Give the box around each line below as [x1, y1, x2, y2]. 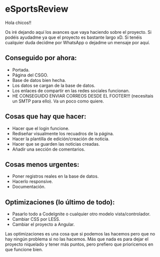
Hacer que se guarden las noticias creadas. [12, 141, 100, 147]
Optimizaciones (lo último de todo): [5, 198, 115, 206]
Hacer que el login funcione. [12, 125, 69, 131]
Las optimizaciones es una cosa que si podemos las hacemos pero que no [5, 231, 156, 237]
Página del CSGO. [12, 72, 48, 78]
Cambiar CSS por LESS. [12, 216, 60, 222]
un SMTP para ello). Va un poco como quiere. [12, 98, 104, 104]
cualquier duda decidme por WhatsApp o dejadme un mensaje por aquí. [5, 39, 150, 45]
